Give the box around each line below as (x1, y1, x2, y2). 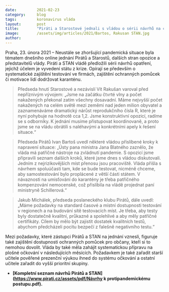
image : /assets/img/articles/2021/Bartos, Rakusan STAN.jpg (5, 31, 150, 36)
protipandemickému (107, 275, 151, 281)
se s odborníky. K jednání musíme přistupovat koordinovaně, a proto (17, 118, 159, 124)
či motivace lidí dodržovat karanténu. (5, 76, 82, 82)
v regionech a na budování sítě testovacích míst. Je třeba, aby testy (17, 208, 158, 214)
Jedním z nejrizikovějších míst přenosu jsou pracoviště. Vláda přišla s (17, 160, 162, 166)
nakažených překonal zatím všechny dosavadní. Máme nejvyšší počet (17, 96, 162, 103)
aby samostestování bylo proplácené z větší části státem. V (17, 171, 141, 177)
